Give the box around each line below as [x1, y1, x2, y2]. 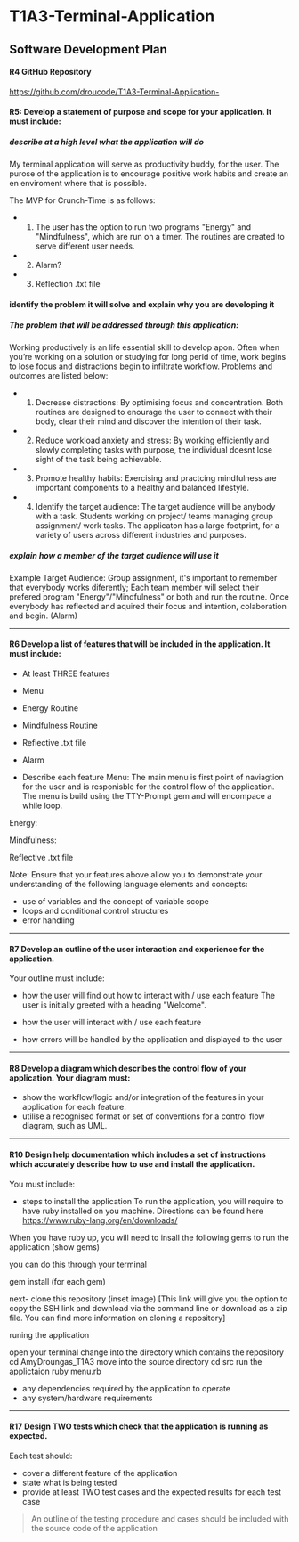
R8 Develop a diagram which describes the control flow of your [9, 1063, 247, 1073]
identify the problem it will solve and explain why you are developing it [9, 298, 275, 309]
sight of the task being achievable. [35, 453, 162, 464]
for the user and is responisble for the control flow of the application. [21, 781, 275, 792]
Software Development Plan [9, 42, 167, 57]
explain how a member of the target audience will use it [9, 550, 220, 560]
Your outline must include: [9, 973, 105, 983]
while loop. [21, 800, 63, 812]
